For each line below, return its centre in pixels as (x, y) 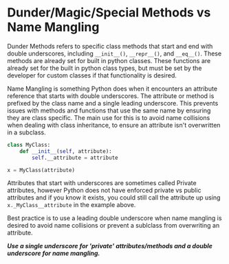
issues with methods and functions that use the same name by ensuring (109, 110)
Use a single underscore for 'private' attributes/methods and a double (110, 246)
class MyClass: (29, 145)
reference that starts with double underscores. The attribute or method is (111, 96)
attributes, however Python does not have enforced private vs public (104, 191)
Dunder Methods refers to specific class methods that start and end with (110, 46)
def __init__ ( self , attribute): (66, 151)
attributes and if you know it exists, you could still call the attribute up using (114, 197)
